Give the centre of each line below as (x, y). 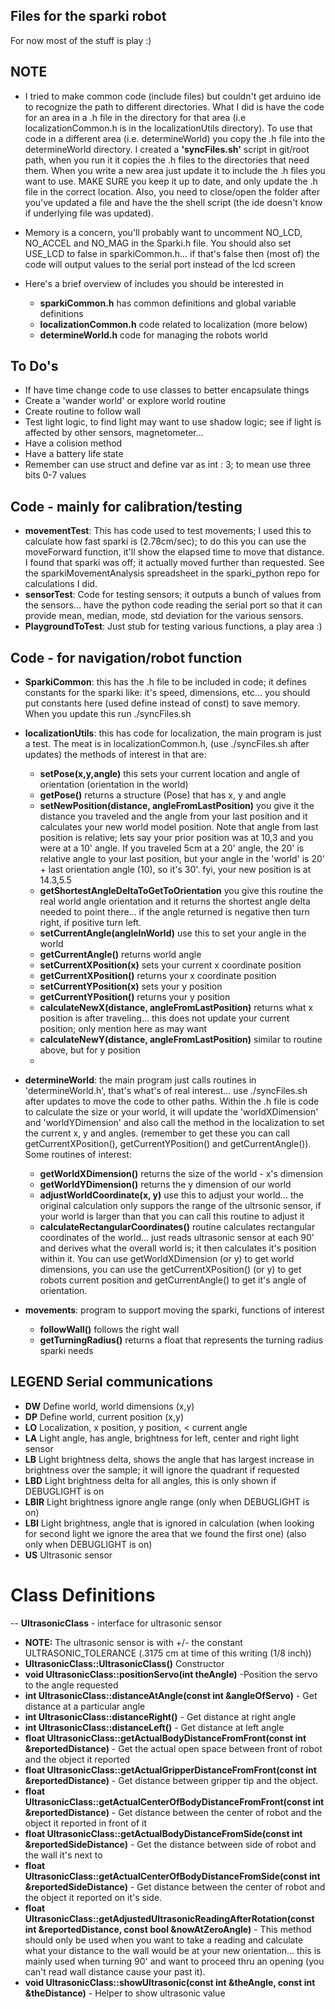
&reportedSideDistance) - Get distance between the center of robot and (175, 1886)
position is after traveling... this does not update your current (164, 1018)
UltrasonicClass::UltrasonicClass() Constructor (124, 1663)
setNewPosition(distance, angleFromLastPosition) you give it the (177, 806)
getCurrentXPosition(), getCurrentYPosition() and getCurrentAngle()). (168, 1144)
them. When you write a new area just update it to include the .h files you (175, 170)
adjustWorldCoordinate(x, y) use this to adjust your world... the (171, 1195)
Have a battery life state (74, 454)
